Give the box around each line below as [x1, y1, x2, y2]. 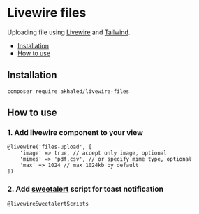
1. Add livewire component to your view [7, 128, 143, 138]
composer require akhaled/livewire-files [7, 87, 130, 95]
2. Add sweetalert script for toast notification [7, 184, 164, 194]
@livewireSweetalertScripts [7, 200, 89, 207]
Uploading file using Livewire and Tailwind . [7, 28, 131, 36]
